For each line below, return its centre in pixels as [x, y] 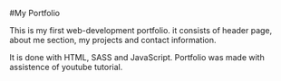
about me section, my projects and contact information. [113, 40]
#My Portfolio [35, 13]
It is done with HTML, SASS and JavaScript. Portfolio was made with [137, 57]
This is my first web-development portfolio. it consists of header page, [141, 30]
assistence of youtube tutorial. [66, 67]
